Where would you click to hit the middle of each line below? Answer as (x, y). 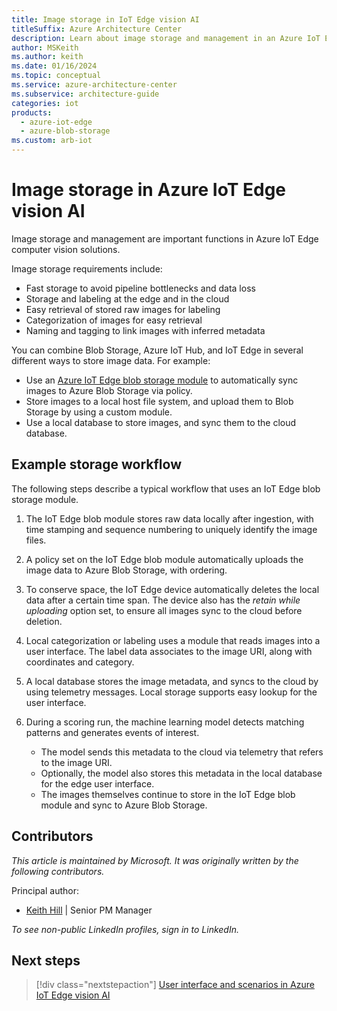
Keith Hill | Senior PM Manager (89, 910)
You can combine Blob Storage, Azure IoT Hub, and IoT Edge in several (157, 350)
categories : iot (45, 103)
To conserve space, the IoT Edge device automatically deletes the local (172, 589)
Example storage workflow (96, 464)
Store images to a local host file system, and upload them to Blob (159, 401)
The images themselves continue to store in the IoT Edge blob (168, 794)
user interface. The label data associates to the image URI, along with (169, 651)
